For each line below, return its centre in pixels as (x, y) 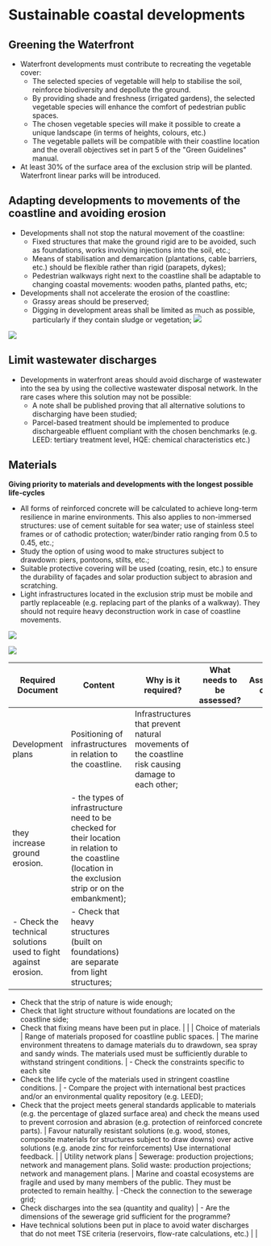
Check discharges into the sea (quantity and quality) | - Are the (125, 1208)
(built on (86, 942)
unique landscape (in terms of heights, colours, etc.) (119, 132)
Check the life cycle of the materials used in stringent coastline (125, 1080)
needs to (220, 680)
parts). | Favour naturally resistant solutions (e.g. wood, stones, (125, 1131)
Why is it (163, 680)
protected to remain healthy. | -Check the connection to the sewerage (136, 1191)
